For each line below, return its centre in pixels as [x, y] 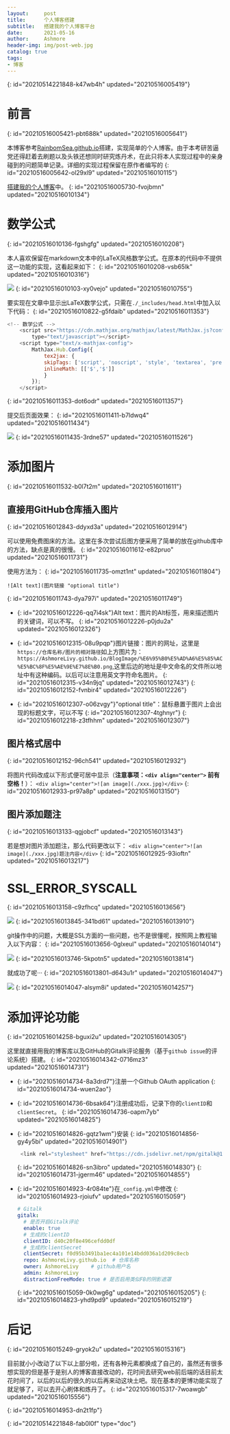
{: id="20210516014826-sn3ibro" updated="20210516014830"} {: [109, 1168]
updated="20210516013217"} [48, 861]
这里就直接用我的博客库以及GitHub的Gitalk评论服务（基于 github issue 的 [109, 1051]
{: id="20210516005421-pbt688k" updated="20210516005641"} [98, 133]
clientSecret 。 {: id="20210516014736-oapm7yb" [88, 1112]
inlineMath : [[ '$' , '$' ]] [79, 369]
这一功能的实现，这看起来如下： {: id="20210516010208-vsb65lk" [100, 266]
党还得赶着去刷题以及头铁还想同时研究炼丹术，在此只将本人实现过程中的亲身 [115, 156]
